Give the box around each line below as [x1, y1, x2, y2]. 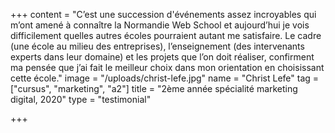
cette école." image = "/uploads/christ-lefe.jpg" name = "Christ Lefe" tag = [10, 72, 320, 84]
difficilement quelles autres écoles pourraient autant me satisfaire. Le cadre [10, 30, 322, 41]
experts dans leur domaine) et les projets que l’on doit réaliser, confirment [10, 51, 315, 63]
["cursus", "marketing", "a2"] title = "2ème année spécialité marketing [10, 83, 298, 94]
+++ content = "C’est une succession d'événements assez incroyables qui [10, 9, 317, 20]
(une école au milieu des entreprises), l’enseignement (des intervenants [10, 40, 305, 52]
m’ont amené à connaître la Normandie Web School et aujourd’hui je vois [10, 19, 310, 31]
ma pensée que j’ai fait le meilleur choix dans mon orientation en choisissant [10, 62, 325, 73]
